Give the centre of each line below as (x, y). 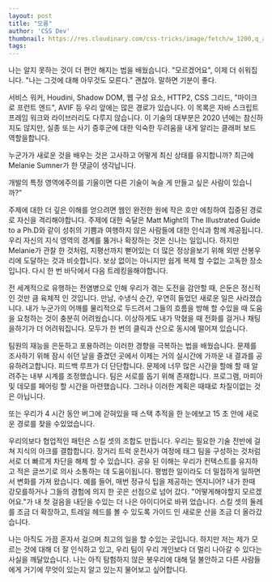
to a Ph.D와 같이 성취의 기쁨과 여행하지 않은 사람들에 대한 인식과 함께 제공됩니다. (136, 230)
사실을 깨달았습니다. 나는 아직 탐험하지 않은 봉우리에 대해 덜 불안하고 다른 (124, 559)
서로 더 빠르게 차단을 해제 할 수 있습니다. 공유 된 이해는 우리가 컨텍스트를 (123, 461)
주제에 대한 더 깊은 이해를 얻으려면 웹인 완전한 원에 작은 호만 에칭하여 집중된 (128, 210)
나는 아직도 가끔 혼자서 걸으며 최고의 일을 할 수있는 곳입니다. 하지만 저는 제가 (129, 539)
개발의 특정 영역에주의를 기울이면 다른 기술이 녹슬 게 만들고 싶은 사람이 (119, 182)
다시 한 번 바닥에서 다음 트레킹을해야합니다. (100, 271)
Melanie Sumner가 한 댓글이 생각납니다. (72, 165)
